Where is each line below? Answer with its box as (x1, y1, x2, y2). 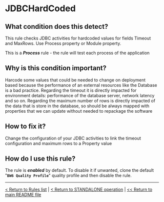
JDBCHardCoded (5, 3, 76, 14)
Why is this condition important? (5, 64, 106, 72)
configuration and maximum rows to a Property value (5, 140, 112, 146)
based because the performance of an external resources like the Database (5, 82, 157, 88)
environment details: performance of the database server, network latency (5, 92, 155, 98)
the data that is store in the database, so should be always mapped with (5, 103, 150, 109)
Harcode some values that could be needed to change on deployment (5, 77, 146, 83)
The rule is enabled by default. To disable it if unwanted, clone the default (5, 167, 154, 173)
